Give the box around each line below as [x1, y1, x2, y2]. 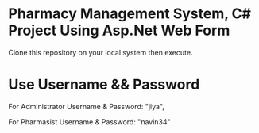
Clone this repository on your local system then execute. [8, 47, 193, 57]
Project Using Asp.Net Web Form [8, 21, 230, 40]
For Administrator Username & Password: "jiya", [8, 101, 165, 111]
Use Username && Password [8, 76, 200, 93]
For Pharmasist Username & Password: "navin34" [8, 116, 171, 127]
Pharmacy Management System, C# [8, 5, 252, 23]
